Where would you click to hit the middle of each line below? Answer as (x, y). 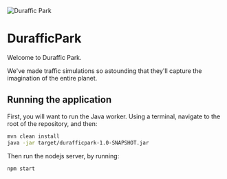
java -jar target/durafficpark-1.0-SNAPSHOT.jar (78, 143)
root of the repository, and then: (52, 123)
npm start (21, 169)
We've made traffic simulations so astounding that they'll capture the (105, 71)
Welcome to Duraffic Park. (44, 57)
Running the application (60, 100)
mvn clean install (33, 136)
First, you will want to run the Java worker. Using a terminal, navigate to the (114, 116)
